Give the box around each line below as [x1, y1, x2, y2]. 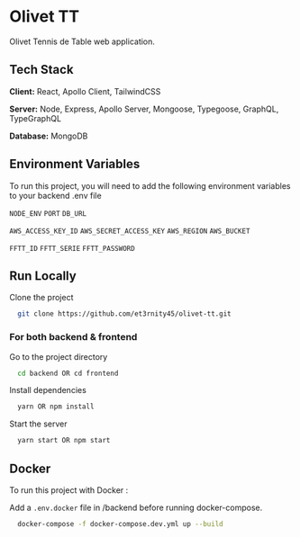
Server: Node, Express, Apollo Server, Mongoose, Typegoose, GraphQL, [9, 103, 279, 114]
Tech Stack [9, 62, 74, 77]
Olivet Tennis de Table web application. [9, 36, 156, 47]
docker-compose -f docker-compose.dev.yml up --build [17, 519, 223, 528]
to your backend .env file [9, 190, 102, 201]
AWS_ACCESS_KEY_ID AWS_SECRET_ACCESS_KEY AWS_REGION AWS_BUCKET [9, 227, 250, 236]
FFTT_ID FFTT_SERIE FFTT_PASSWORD [9, 244, 135, 253]
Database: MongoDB [9, 130, 88, 141]
